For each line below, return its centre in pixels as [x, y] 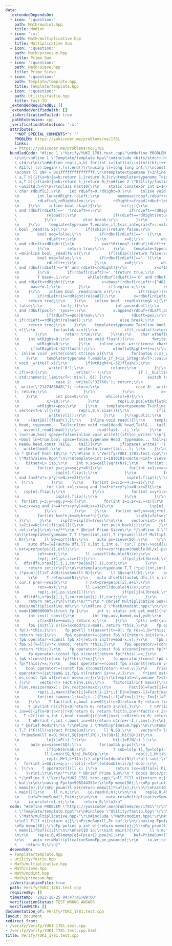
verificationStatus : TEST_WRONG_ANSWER [52, 902]
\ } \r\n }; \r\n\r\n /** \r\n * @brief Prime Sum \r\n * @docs [81, 773]
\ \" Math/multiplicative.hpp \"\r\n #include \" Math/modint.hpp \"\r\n [89, 816]
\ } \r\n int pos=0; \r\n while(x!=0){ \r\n [79, 396]
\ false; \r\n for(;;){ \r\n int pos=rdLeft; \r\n [87, 306]
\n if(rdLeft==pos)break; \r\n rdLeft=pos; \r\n [90, 315]
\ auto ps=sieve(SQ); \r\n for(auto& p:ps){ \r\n [80, 744]
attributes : [23, 129]
